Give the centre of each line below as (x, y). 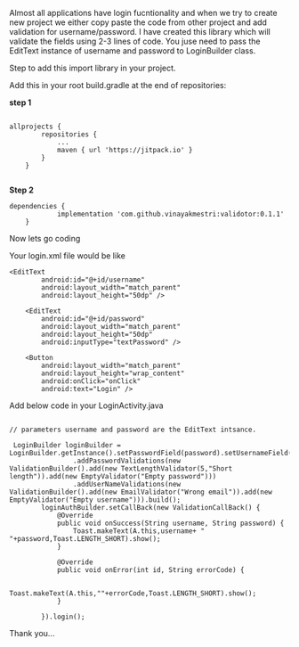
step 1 (20, 102)
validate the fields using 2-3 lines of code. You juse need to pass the (135, 41)
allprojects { (36, 127)
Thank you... (32, 633)
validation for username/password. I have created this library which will (140, 32)
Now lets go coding (45, 238)
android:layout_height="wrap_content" (113, 373)
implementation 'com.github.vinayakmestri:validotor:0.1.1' (170, 214)
